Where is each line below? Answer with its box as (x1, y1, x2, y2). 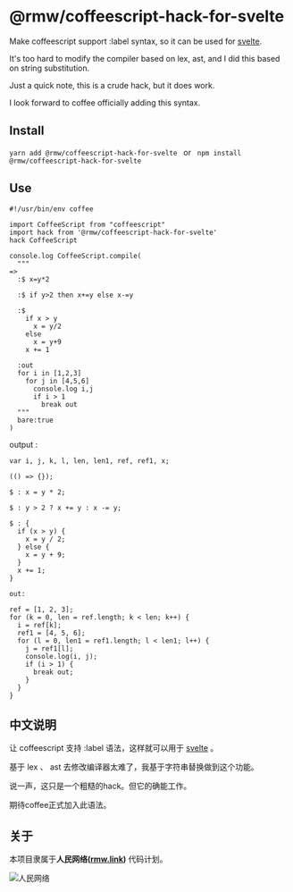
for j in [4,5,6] (25, 376, 90, 385)
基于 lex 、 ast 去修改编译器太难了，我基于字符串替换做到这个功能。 (9, 762, 259, 772)
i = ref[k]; (17, 620, 63, 629)
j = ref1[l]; (25, 644, 74, 653)
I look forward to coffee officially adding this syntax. (9, 97, 201, 108)
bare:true (17, 416, 54, 425)
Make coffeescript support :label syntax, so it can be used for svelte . (9, 36, 263, 46)
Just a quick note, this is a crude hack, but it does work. (9, 80, 215, 90)
